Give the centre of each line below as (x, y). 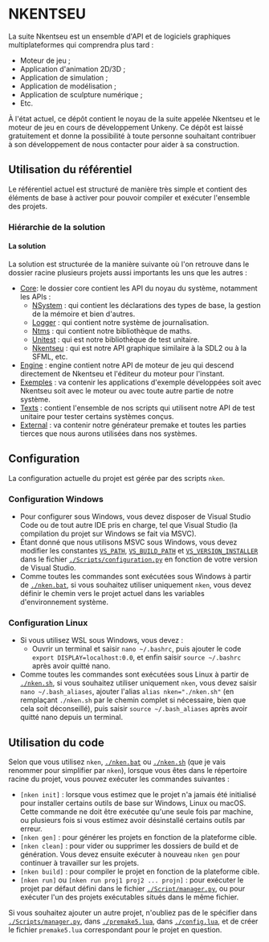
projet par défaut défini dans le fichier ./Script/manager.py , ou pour (132, 889)
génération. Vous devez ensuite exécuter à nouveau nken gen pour (130, 854)
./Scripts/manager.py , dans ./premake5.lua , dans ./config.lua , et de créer (133, 921)
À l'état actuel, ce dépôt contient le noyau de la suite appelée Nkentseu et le (134, 118)
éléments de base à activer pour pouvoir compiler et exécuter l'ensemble (129, 197)
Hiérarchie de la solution (57, 227)
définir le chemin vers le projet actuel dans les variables (112, 593)
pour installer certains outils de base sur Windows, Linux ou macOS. (133, 803)
